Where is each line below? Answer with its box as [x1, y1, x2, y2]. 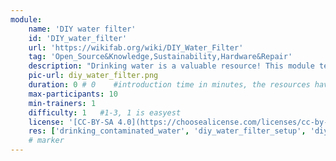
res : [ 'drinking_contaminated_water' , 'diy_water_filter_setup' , [28, 126, 307, 136]
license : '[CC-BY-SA [28, 117, 114, 127]
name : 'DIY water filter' [28, 24, 137, 34]
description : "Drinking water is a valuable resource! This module [28, 61, 315, 71]
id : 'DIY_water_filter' [28, 33, 128, 43]
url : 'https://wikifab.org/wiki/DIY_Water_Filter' [28, 42, 244, 53]
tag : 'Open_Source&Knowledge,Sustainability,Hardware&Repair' [28, 52, 293, 62]
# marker [28, 136, 65, 146]
